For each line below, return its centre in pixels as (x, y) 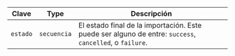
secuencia (56, 34)
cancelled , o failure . (113, 43)
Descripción (151, 13)
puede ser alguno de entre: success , (137, 34)
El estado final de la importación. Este (140, 25)
